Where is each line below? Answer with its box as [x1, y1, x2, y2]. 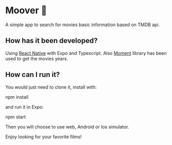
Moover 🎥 [5, 5, 47, 16]
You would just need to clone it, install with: [5, 84, 97, 90]
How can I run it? [5, 70, 60, 79]
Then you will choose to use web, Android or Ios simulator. [5, 123, 129, 130]
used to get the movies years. [5, 55, 68, 61]
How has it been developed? [5, 36, 98, 45]
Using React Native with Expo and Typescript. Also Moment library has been [5, 50, 167, 56]
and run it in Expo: [5, 103, 44, 110]
